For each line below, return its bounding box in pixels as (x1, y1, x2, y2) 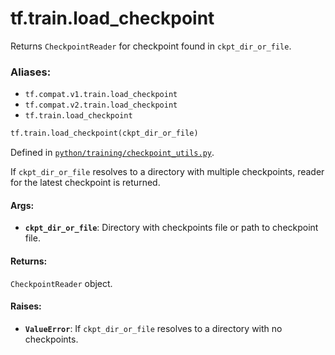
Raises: (10, 300, 42, 312)
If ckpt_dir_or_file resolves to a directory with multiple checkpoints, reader (10, 166, 325, 178)
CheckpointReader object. (10, 277, 113, 289)
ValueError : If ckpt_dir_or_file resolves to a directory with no (24, 322, 283, 334)
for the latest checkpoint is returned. (10, 177, 161, 189)
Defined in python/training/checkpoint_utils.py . (10, 147, 215, 159)
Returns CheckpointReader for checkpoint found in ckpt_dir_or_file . (10, 40, 292, 52)
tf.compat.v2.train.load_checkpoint (24, 100, 178, 111)
